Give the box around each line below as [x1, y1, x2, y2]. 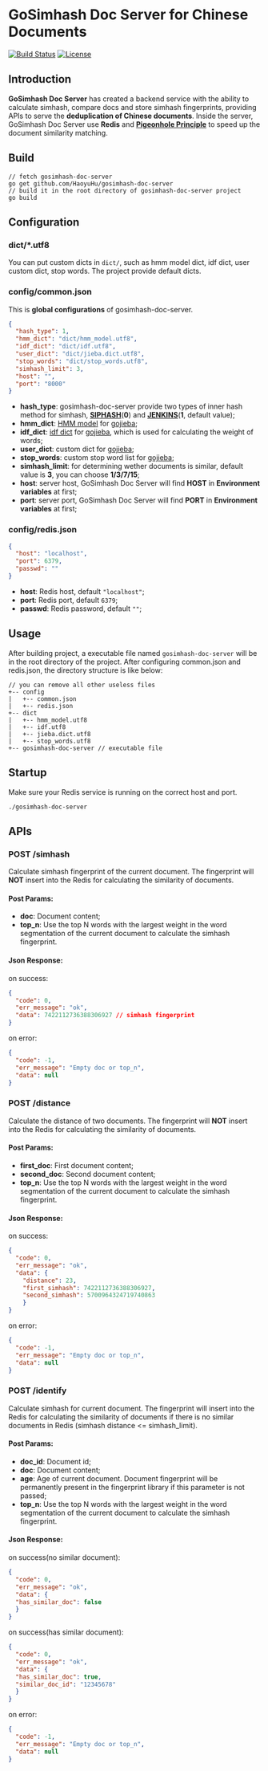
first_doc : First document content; [19, 1160, 134, 1170]
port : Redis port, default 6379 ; [19, 595, 118, 605]
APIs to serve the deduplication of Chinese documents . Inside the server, [8, 111, 254, 120]
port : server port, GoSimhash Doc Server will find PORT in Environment [19, 495, 258, 505]
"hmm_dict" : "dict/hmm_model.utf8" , [15, 335, 138, 343]
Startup [8, 766, 47, 780]
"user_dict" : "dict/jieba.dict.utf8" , [15, 350, 146, 358]
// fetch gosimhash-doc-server [8, 173, 113, 181]
